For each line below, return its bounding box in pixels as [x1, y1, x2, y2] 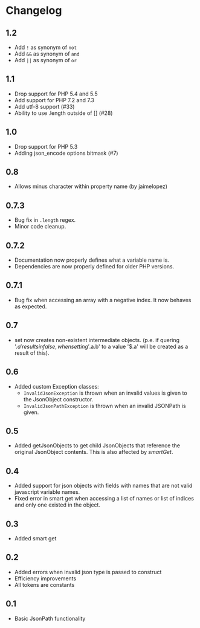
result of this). [14, 349, 50, 357]
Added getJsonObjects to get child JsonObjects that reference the [14, 442, 181, 449]
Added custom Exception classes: [14, 383, 99, 390]
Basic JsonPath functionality [14, 615, 86, 622]
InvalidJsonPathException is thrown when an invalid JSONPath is [23, 402, 186, 409]
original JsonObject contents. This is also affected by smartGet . [14, 448, 173, 456]
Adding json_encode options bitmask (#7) [14, 149, 118, 157]
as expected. [14, 303, 47, 310]
